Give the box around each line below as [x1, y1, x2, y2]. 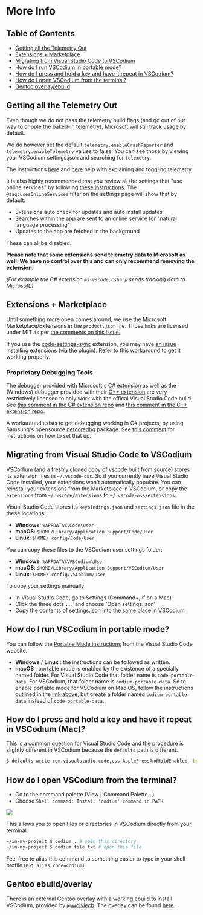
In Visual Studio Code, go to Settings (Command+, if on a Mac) [14, 594, 172, 601]
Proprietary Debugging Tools [6, 368, 94, 376]
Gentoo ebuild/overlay [6, 879, 92, 890]
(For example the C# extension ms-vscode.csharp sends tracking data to [6, 275, 185, 282]
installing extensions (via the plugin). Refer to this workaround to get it [6, 347, 181, 354]
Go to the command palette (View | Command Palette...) [14, 791, 155, 798]
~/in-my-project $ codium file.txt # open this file [6, 844, 142, 850]
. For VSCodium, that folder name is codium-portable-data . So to [26, 677, 186, 685]
